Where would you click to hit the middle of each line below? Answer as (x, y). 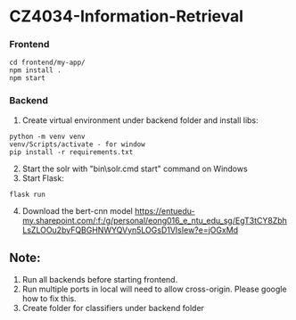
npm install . (36, 70)
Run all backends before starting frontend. (100, 279)
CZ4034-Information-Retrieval (126, 16)
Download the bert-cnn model (78, 210)
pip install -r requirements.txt (71, 152)
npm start (28, 78)
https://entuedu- (165, 210)
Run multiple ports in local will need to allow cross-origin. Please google (154, 289)
